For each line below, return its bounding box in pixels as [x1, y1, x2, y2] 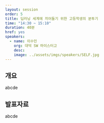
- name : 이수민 [9, 39, 38, 44]
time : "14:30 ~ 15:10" [5, 20, 51, 26]
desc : [14, 48, 25, 53]
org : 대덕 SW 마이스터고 [14, 43, 57, 48]
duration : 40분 [5, 25, 35, 30]
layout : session [5, 7, 38, 12]
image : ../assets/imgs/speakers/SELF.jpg [14, 52, 99, 57]
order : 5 [5, 12, 23, 17]
